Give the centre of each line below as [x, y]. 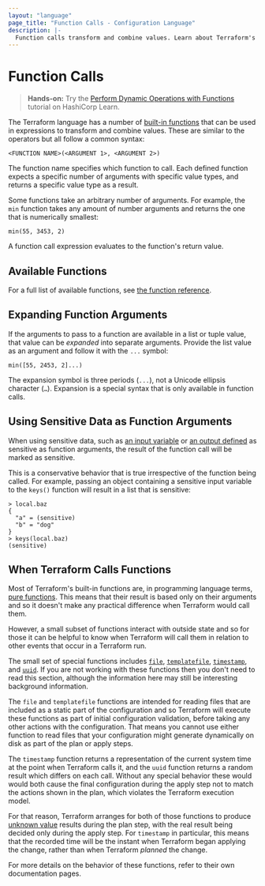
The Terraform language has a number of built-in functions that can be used [132, 123]
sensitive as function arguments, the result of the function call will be [120, 449]
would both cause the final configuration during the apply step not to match [131, 784]
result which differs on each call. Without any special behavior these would [130, 776]
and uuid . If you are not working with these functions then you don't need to [132, 669]
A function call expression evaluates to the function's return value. [116, 247]
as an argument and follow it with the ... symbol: [88, 351]
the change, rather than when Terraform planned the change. [108, 850]
